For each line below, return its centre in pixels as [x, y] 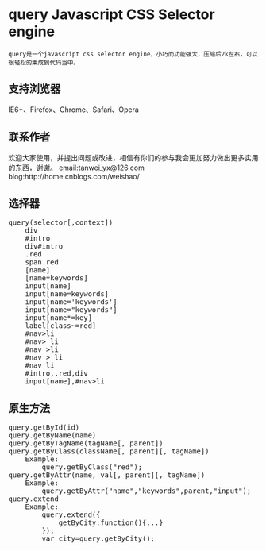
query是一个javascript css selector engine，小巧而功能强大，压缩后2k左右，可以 [133, 54]
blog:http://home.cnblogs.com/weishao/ [74, 176]
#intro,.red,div [57, 374]
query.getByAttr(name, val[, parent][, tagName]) [107, 475]
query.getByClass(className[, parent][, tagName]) [109, 451]
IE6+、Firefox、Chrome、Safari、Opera [73, 110]
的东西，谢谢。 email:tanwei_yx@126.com [77, 168]
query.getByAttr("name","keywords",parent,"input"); [146, 491]
